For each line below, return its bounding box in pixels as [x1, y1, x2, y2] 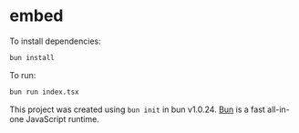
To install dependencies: [9, 36, 102, 46]
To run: [9, 69, 36, 80]
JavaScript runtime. [26, 113, 100, 124]
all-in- [267, 104, 290, 115]
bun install [9, 53, 55, 62]
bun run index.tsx [9, 87, 79, 97]
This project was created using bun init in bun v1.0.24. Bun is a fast [9, 104, 266, 115]
